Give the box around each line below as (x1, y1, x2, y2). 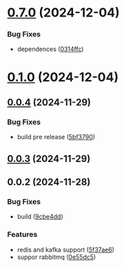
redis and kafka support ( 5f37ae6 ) (17, 245, 115, 254)
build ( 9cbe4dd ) (17, 212, 63, 221)
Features (7, 229, 38, 239)
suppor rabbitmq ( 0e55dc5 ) (17, 253, 96, 261)
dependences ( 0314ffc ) (17, 45, 84, 53)
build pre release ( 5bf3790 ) (17, 133, 96, 141)
